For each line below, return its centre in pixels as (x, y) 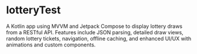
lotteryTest (34, 10)
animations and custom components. (51, 45)
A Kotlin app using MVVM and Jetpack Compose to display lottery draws (94, 26)
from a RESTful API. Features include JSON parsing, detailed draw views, (95, 32)
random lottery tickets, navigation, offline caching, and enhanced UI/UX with (99, 38)
